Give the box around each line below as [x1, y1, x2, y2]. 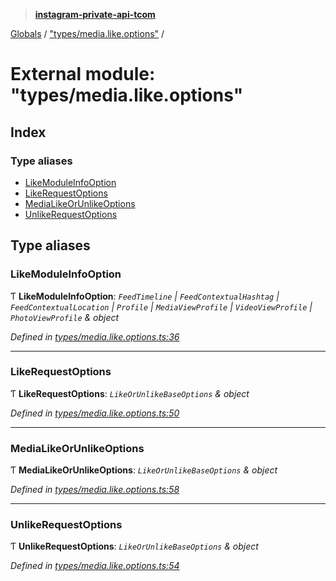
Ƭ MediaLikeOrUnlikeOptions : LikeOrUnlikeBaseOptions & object [10, 464, 278, 476]
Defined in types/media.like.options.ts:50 [10, 407, 180, 419]
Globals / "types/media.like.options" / [10, 28, 165, 39]
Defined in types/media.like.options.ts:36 [10, 330, 180, 343]
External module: [10, 63, 156, 86]
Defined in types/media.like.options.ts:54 [10, 560, 180, 572]
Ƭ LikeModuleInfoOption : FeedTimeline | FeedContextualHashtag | [10, 290, 280, 302]
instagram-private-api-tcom [34, 9, 156, 20]
